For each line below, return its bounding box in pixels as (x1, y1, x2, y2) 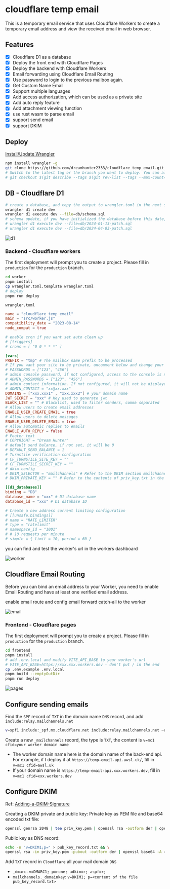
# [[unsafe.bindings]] (5, 513, 53, 518)
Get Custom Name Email (12, 83, 64, 89)
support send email (12, 117, 53, 123)
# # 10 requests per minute (5, 532, 65, 537)
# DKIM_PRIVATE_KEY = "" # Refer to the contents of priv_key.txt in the (5, 475, 164, 481)
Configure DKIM (5, 787, 57, 796)
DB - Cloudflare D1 (5, 189, 64, 198)
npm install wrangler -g (5, 161, 58, 166)
